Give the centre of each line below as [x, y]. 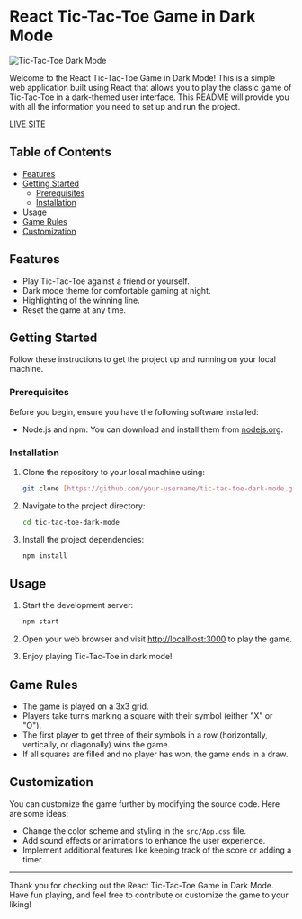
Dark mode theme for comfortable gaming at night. [116, 290]
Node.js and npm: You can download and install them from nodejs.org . [153, 429]
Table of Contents [61, 152]
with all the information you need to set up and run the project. [125, 106]
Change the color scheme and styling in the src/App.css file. [134, 831]
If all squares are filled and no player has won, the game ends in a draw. [155, 754]
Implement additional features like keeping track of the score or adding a [157, 850]
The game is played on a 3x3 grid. [85, 706]
